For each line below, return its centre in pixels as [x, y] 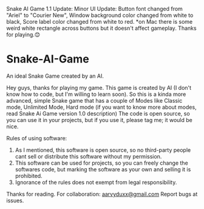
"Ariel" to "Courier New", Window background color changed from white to [100, 15]
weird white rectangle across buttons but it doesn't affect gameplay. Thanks [101, 28]
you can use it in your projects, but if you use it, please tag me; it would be [99, 120]
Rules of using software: [37, 138]
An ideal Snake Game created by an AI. [55, 76]
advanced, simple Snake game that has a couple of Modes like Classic [94, 100]
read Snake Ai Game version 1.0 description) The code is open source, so [98, 113]
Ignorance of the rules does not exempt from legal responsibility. [96, 182]
